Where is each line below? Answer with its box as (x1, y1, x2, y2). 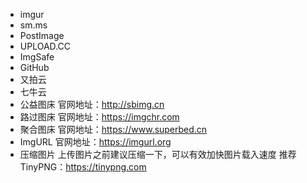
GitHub (19, 62, 50, 73)
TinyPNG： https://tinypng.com (19, 161, 147, 173)
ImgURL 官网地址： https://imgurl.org (19, 136, 172, 148)
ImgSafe (19, 51, 55, 63)
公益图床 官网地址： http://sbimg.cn (19, 99, 165, 110)
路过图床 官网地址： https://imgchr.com (19, 111, 180, 123)
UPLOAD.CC (19, 40, 71, 52)
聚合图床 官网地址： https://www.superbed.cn (19, 124, 208, 135)
